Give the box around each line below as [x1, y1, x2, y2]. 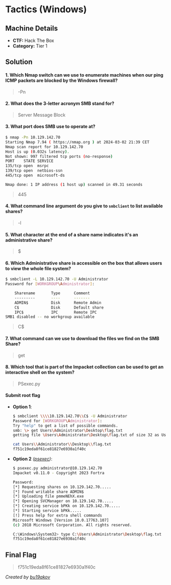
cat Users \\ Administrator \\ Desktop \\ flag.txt [12, 442, 111, 447]
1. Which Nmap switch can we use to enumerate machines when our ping [5, 72, 163, 78]
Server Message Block [17, 111, 66, 118]
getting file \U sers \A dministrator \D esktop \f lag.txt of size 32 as [12, 433, 160, 438]
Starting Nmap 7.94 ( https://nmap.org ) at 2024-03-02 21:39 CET [5, 139, 150, 145]
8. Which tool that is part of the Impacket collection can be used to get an [5, 364, 164, 370]
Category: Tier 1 [12, 43, 47, 49]
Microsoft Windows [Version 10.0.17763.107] [12, 518, 109, 523]
